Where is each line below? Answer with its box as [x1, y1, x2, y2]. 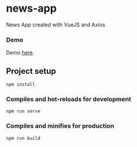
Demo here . [6, 49, 35, 56]
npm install [6, 81, 35, 88]
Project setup [6, 66, 57, 76]
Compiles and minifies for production [6, 122, 114, 130]
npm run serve [6, 108, 41, 114]
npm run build [6, 135, 41, 141]
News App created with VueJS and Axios [6, 21, 105, 28]
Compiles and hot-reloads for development [6, 95, 132, 103]
